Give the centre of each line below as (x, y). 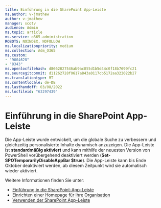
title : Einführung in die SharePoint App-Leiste (56, 10)
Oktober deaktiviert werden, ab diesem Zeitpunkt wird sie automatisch (76, 166)
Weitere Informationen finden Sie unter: (45, 180)
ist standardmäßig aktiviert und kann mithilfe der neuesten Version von (78, 150)
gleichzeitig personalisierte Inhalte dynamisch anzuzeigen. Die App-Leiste (80, 145)
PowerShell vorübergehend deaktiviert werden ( (53, 155)
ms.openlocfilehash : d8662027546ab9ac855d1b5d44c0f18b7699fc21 (71, 69)
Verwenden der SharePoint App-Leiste (51, 200)
